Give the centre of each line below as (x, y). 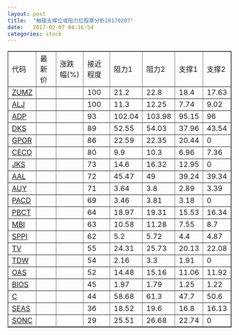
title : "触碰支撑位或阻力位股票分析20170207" (70, 21)
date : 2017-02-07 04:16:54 (51, 27)
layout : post (27, 14)
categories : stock (34, 34)
